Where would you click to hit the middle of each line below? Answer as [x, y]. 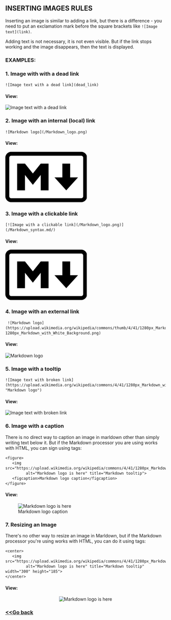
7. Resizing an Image [31, 525]
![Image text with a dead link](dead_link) [52, 85]
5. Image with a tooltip [33, 369]
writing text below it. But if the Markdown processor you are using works [81, 443]
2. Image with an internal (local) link [50, 121]
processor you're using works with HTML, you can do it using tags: [76, 541]
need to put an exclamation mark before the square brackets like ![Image [81, 26]
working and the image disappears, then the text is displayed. [70, 47]
